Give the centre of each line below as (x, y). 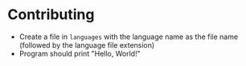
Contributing (51, 15)
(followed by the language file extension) (87, 45)
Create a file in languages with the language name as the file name (129, 37)
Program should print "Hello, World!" (80, 53)
